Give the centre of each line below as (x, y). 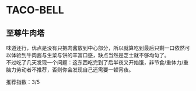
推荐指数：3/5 (23, 82)
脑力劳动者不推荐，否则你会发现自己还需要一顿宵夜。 (70, 70)
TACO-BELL (35, 10)
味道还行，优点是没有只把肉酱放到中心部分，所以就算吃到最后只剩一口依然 (95, 48)
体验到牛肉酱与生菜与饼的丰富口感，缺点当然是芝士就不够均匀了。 (90, 55)
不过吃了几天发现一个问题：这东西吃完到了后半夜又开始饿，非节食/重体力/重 (97, 62)
